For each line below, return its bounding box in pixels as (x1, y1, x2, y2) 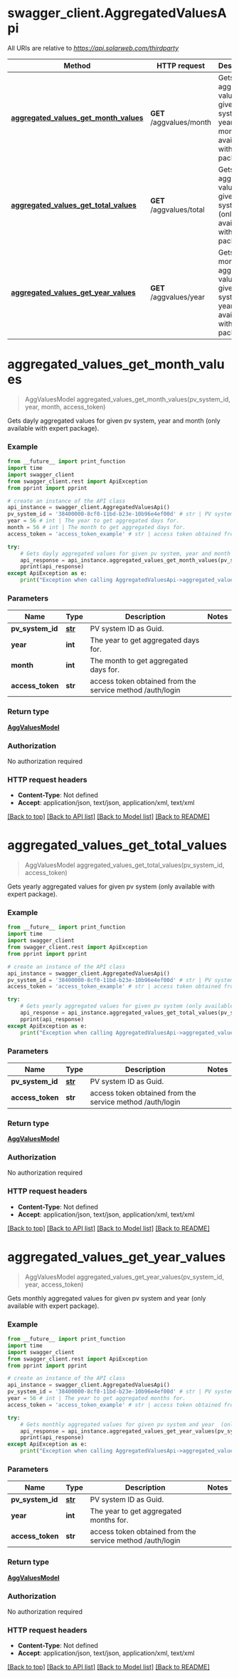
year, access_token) (24, 1280, 84, 1289)
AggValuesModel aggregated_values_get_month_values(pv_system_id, (24, 394, 231, 404)
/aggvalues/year (150, 292, 205, 302)
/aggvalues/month (150, 117, 212, 127)
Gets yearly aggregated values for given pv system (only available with (7, 882, 215, 891)
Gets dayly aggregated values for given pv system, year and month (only (7, 416, 221, 425)
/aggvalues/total (150, 205, 205, 215)
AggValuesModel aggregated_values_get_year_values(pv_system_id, (24, 1272, 224, 1281)
